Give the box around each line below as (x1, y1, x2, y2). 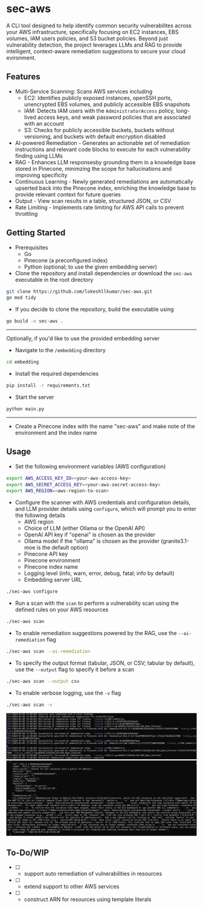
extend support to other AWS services (24, 883, 120, 890)
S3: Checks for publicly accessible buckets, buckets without (24, 126, 175, 133)
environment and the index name (14, 429, 98, 436)
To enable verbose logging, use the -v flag (14, 689, 121, 696)
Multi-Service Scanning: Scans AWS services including (14, 87, 153, 95)
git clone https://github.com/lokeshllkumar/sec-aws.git (6, 288, 153, 295)
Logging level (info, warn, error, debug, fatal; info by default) (24, 570, 175, 577)
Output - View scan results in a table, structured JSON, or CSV (14, 197, 172, 204)
